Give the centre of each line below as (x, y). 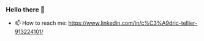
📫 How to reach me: (41, 23)
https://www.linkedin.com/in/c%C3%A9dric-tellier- (133, 23)
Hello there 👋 (25, 10)
